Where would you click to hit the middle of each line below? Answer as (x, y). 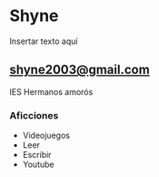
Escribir (37, 155)
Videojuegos (46, 135)
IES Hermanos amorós (51, 91)
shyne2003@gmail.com (79, 70)
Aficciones (34, 115)
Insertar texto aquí (44, 41)
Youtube (38, 164)
